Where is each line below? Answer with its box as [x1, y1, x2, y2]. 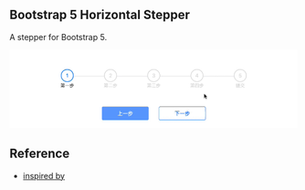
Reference [9, 146, 70, 162]
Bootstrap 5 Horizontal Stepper [9, 7, 190, 23]
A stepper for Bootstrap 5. [9, 31, 108, 42]
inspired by [22, 170, 66, 181]
